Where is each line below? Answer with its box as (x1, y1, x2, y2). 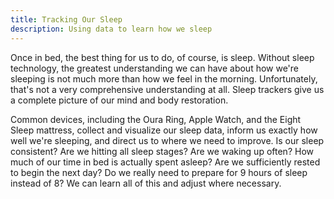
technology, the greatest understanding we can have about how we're (10, 62, 300, 74)
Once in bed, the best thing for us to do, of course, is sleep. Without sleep (10, 51, 315, 63)
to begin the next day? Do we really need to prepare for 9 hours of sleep (10, 166, 308, 178)
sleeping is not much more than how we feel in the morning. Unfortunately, (10, 72, 318, 85)
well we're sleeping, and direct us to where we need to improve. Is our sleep (10, 134, 325, 146)
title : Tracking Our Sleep (10, 14, 123, 25)
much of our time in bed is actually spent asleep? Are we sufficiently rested (10, 156, 321, 168)
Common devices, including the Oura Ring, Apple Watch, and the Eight (10, 113, 302, 125)
